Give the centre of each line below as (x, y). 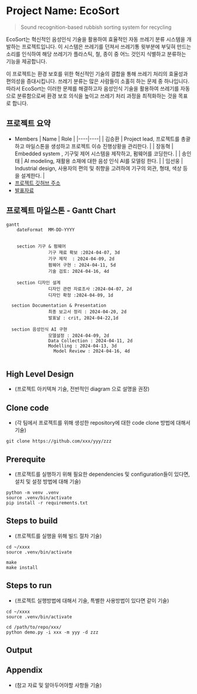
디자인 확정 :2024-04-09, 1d (81, 295)
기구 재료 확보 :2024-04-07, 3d (84, 252)
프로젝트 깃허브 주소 (37, 183)
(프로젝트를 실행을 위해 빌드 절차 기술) (58, 536)
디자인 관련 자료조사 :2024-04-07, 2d (90, 289)
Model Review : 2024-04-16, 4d (92, 351)
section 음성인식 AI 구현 (39, 329)
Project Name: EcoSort (63, 11)
